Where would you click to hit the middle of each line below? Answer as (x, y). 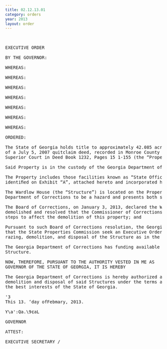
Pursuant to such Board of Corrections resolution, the (75, 227)
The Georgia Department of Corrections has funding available (83, 247)
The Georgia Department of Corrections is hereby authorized (81, 277)
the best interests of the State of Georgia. (62, 287)
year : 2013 (16, 19)
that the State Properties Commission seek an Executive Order (84, 232)
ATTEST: (14, 332)
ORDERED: (16, 137)
